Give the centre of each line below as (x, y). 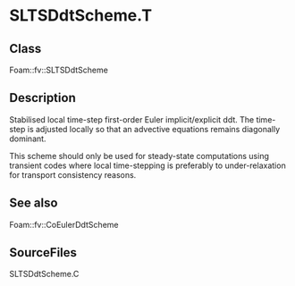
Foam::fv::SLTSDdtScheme (59, 70)
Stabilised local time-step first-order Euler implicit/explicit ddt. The (132, 119)
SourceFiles (43, 252)
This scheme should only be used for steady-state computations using (139, 156)
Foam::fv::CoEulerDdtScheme (64, 224)
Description (42, 98)
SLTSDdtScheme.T (81, 16)
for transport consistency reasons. (73, 174)
